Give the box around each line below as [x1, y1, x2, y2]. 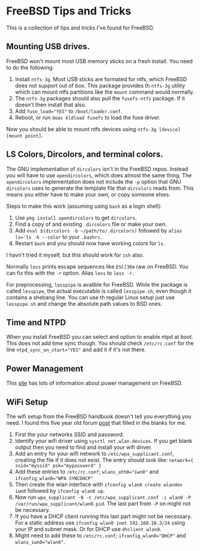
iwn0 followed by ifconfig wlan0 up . [14, 487, 105, 494]
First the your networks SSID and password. [14, 431, 124, 438]
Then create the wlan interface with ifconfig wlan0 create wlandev [14, 481, 183, 488]
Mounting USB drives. [6, 41, 90, 52]
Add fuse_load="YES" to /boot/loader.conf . [14, 107, 123, 115]
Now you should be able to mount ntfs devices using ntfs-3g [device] [6, 125, 181, 133]
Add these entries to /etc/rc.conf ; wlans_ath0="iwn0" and [14, 468, 159, 475]
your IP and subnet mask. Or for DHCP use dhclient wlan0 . [14, 526, 162, 532]
